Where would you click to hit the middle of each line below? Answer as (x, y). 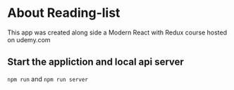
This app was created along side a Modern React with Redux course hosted (117, 32)
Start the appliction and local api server (96, 62)
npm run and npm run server (48, 79)
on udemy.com (29, 39)
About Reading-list (64, 13)
